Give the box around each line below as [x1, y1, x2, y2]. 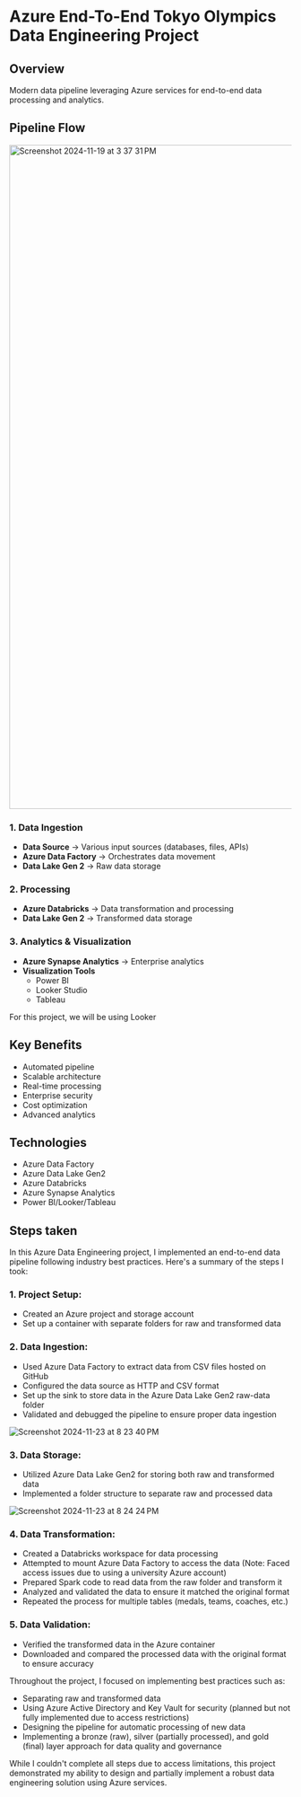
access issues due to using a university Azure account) [21, 1567, 227, 1578]
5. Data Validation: [9, 1618, 91, 1631]
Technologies [9, 1134, 88, 1150]
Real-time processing [21, 1080, 102, 1091]
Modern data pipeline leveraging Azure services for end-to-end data [9, 85, 262, 95]
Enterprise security [21, 1089, 93, 1101]
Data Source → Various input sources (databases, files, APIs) [21, 841, 249, 852]
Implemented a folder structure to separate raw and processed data [21, 1488, 273, 1499]
